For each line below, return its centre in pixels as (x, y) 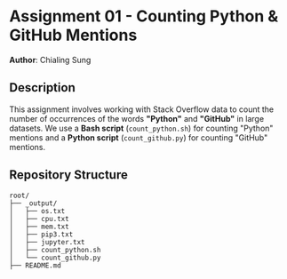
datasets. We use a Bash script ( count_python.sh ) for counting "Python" (141, 128)
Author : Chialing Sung (50, 60)
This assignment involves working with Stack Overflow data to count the (142, 109)
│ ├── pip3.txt (41, 234)
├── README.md (36, 265)
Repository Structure (69, 175)
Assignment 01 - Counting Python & (144, 16)
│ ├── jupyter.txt (48, 242)
